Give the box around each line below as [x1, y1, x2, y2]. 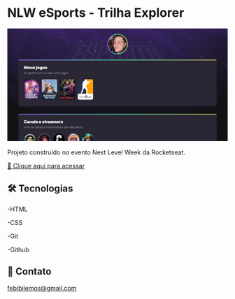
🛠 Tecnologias [7, 183, 73, 195]
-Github [7, 245, 29, 254]
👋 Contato [7, 265, 52, 277]
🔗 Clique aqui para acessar [7, 161, 85, 170]
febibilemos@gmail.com [7, 284, 77, 293]
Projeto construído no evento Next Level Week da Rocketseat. [7, 148, 185, 156]
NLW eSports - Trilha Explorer [7, 5, 185, 21]
